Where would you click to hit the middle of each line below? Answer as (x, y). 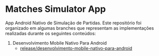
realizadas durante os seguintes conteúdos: (51, 33)
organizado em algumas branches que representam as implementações (80, 28)
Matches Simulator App (56, 9)
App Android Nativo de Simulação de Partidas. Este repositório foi (73, 23)
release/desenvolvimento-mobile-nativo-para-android (76, 48)
